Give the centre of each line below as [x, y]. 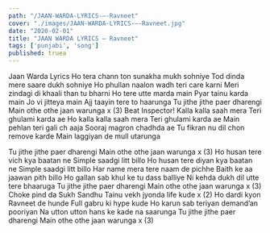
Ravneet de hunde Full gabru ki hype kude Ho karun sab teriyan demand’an [133, 203]
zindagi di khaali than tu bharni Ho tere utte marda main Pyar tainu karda [128, 93]
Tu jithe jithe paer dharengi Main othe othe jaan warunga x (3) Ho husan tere [135, 152]
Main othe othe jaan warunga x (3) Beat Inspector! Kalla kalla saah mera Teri [135, 110]
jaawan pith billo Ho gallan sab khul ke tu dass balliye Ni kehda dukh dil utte [134, 177]
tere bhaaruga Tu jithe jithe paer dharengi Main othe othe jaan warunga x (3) [135, 186]
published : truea [37, 53]
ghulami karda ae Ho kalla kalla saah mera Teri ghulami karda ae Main [124, 119]
